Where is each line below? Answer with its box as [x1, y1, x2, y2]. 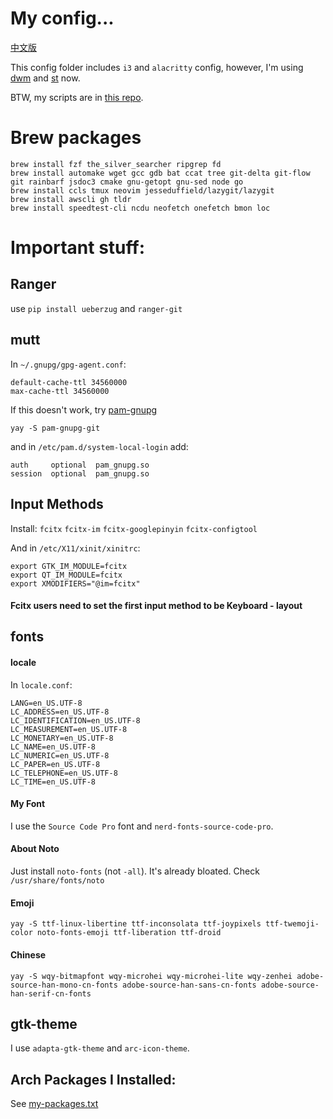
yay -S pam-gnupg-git [10, 423, 101, 433]
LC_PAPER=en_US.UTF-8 [10, 759, 101, 769]
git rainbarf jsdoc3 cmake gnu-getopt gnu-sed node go [10, 177, 244, 187]
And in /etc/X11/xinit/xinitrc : [10, 542, 141, 554]
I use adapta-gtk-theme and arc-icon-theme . [10, 1042, 190, 1054]
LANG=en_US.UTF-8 [10, 698, 83, 708]
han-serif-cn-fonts [10, 988, 92, 999]
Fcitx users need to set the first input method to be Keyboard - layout [10, 600, 303, 612]
